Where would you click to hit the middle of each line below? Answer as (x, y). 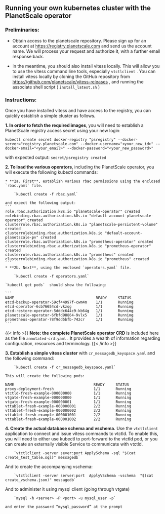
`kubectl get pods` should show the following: (56, 285)
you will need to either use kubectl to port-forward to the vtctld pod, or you (82, 438)
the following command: (30, 358)
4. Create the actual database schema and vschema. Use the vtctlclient (82, 428)
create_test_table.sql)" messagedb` (43, 457)
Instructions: (21, 100)
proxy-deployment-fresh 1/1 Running (68, 389)
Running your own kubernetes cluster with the (78, 8)
